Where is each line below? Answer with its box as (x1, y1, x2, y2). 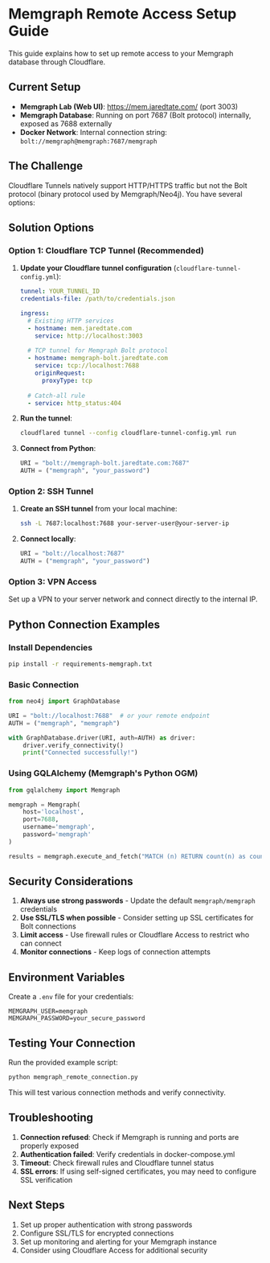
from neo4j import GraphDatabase (8, 697, 121, 706)
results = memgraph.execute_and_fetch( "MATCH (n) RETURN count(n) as (8, 852, 247, 860)
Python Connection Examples (8, 617, 161, 631)
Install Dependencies (8, 642, 93, 653)
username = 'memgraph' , (22, 823, 95, 831)
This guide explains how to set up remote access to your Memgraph (8, 48, 234, 58)
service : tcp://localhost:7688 (35, 362, 140, 370)
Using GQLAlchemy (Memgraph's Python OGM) (8, 768, 198, 779)
